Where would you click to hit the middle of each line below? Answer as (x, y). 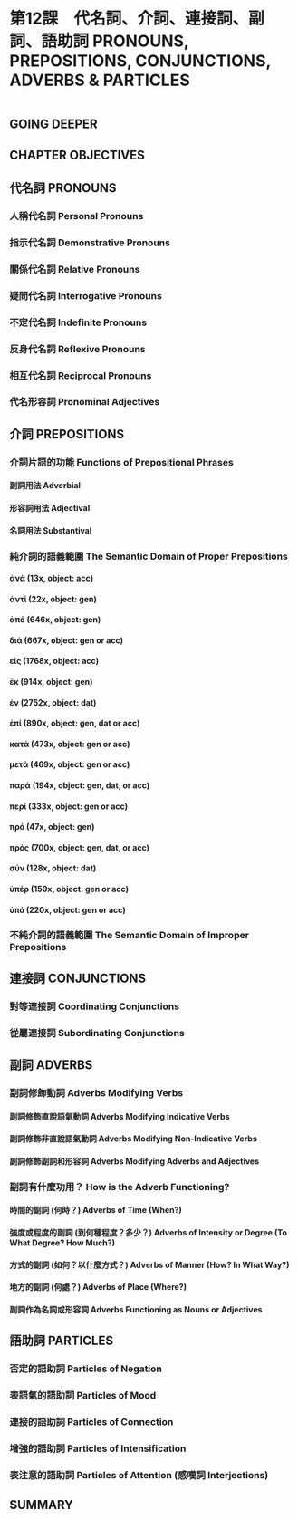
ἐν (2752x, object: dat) (53, 702)
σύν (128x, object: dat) (53, 868)
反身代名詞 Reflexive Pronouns (78, 349)
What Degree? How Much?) (62, 1243)
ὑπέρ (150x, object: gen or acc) (69, 889)
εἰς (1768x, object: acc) (54, 661)
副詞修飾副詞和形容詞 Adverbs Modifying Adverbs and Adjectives (135, 1161)
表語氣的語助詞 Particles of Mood (83, 1395)
